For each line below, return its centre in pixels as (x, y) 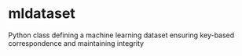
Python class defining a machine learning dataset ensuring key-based (121, 35)
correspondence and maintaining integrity (76, 43)
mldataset (42, 14)
